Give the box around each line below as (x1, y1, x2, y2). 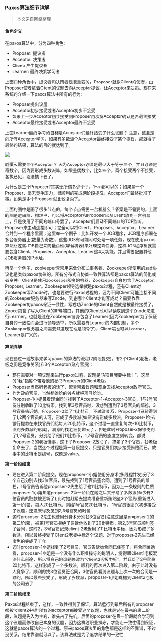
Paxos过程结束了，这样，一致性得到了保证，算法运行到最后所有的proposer (5, 601, 154, 607)
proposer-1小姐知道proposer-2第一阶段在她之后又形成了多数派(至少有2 (12, 489, 154, 495)
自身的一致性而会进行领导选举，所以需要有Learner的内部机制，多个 (5, 319, 139, 326)
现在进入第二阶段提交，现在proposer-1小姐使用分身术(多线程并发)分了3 (12, 471, 154, 477)
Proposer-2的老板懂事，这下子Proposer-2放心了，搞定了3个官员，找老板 (12, 438, 157, 444)
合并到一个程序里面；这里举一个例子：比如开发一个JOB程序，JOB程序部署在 (5, 230, 158, 236)
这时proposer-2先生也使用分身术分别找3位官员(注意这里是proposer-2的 (12, 513, 155, 520)
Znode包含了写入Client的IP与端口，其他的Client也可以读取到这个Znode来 (5, 307, 151, 313)
